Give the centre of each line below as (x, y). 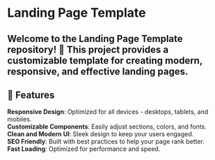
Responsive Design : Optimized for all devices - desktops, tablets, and (108, 112)
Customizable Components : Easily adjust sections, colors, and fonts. (107, 126)
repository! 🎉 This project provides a (88, 49)
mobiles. (19, 119)
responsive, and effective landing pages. (98, 71)
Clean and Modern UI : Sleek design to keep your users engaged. (101, 134)
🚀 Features (31, 95)
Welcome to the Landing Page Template (95, 39)
